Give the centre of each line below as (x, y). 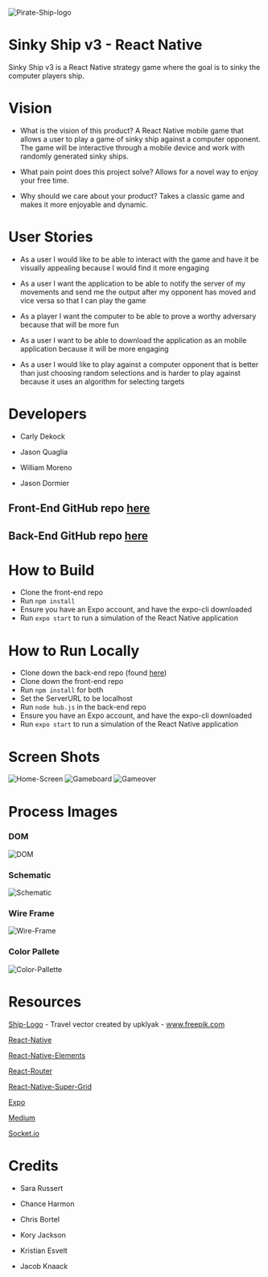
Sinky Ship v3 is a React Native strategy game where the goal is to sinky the (134, 67)
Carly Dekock (43, 436)
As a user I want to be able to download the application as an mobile (133, 340)
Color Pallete (34, 952)
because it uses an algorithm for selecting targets (102, 381)
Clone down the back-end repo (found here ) (93, 673)
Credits (33, 1166)
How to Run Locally (74, 651)
